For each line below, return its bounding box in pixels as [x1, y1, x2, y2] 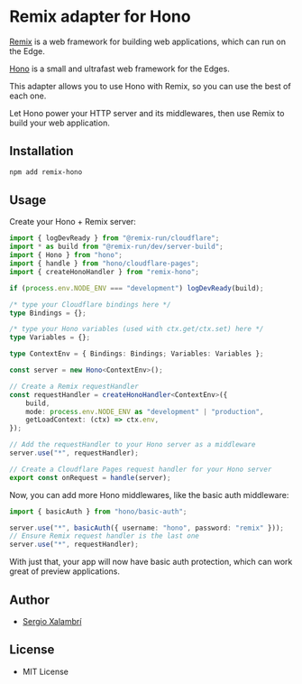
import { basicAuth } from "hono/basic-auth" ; [9, 507, 188, 516]
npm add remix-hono [9, 167, 83, 177]
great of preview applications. [9, 566, 120, 577]
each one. [9, 90, 47, 101]
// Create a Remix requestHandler [9, 382, 140, 391]
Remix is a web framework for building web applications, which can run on [9, 36, 287, 47]
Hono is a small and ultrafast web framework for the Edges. [9, 63, 230, 74]
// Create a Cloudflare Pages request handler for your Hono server [9, 465, 272, 474]
